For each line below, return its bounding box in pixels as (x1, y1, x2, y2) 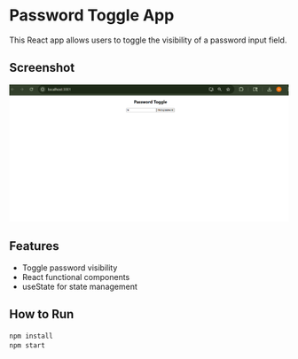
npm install (9, 332, 53, 340)
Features (9, 238, 59, 254)
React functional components (21, 271, 130, 282)
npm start (9, 340, 46, 350)
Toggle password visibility (21, 262, 118, 273)
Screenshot (9, 60, 75, 75)
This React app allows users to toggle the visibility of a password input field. (9, 35, 287, 45)
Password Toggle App (9, 5, 175, 26)
